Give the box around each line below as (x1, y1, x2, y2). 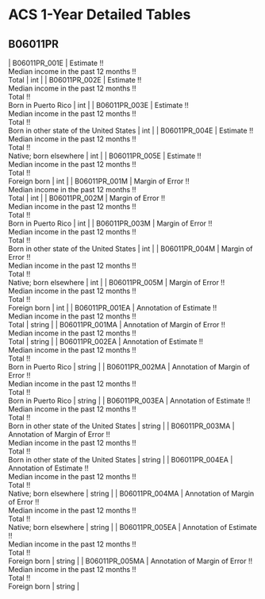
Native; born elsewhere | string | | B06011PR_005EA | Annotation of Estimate (8, 523, 258, 531)
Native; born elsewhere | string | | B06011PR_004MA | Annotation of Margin (8, 489, 255, 498)
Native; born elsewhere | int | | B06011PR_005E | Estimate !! (8, 151, 202, 160)
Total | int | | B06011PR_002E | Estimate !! (8, 75, 142, 84)
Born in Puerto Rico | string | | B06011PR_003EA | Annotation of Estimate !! (8, 396, 251, 405)
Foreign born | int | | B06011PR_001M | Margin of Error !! (8, 176, 190, 186)
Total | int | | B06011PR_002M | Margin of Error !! (8, 193, 165, 203)
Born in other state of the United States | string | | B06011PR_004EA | (8, 455, 233, 464)
